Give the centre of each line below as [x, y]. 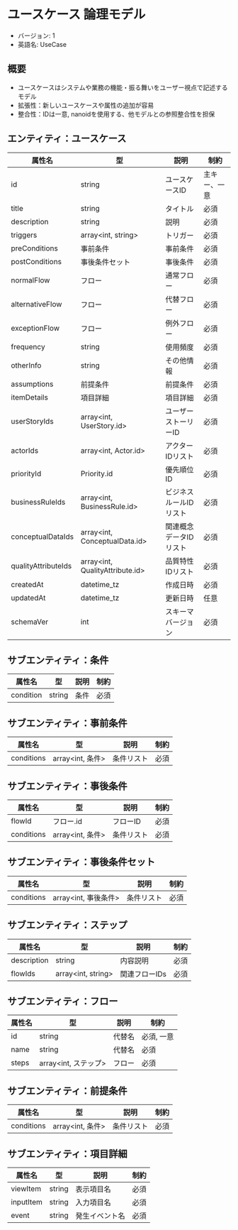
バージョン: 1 [36, 35]
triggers [24, 235]
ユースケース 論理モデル [76, 15]
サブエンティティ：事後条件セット [81, 862]
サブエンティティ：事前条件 [67, 723]
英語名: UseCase [42, 44]
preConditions [34, 248]
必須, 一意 [158, 1037]
